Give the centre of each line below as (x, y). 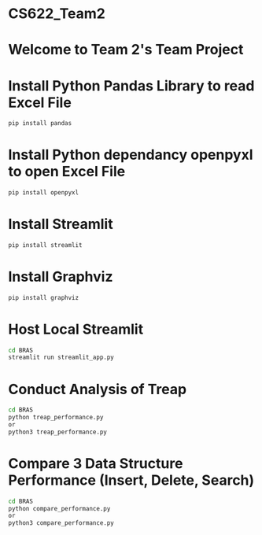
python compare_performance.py (59, 508)
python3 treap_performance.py (58, 432)
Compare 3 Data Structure (96, 463)
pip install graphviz (44, 297)
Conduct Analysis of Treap (98, 389)
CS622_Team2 (57, 14)
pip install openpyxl (44, 193)
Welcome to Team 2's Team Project (126, 50)
